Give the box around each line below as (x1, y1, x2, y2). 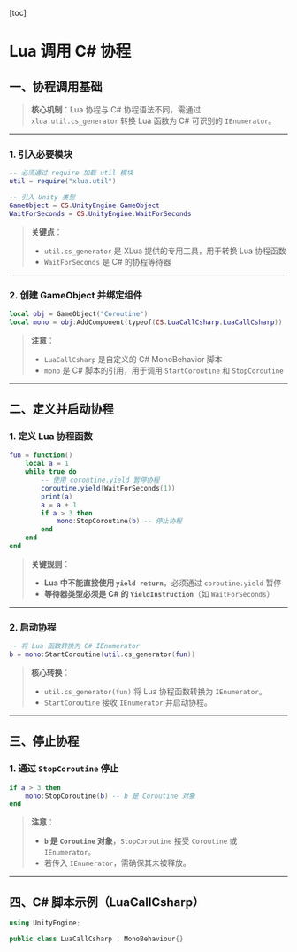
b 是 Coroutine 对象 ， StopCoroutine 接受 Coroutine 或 (43, 836, 238, 847)
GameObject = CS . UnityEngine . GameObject (9, 201, 161, 210)
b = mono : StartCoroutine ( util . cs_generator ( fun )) (9, 650, 196, 659)
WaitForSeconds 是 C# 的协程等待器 (43, 256, 171, 267)
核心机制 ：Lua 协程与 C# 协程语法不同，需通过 (30, 104, 202, 114)
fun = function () (9, 451, 73, 460)
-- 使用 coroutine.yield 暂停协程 (41, 476, 160, 485)
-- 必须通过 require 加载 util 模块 (9, 168, 133, 178)
